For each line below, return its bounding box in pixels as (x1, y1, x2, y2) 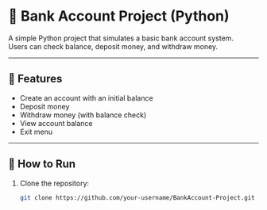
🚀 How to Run (8, 158, 76, 171)
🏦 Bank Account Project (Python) (8, 7, 230, 25)
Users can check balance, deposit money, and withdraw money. (8, 41, 219, 51)
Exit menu (19, 127, 53, 136)
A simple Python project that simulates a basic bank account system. (8, 33, 234, 43)
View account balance (19, 118, 93, 128)
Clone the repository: (19, 178, 90, 188)
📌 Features (8, 72, 63, 86)
